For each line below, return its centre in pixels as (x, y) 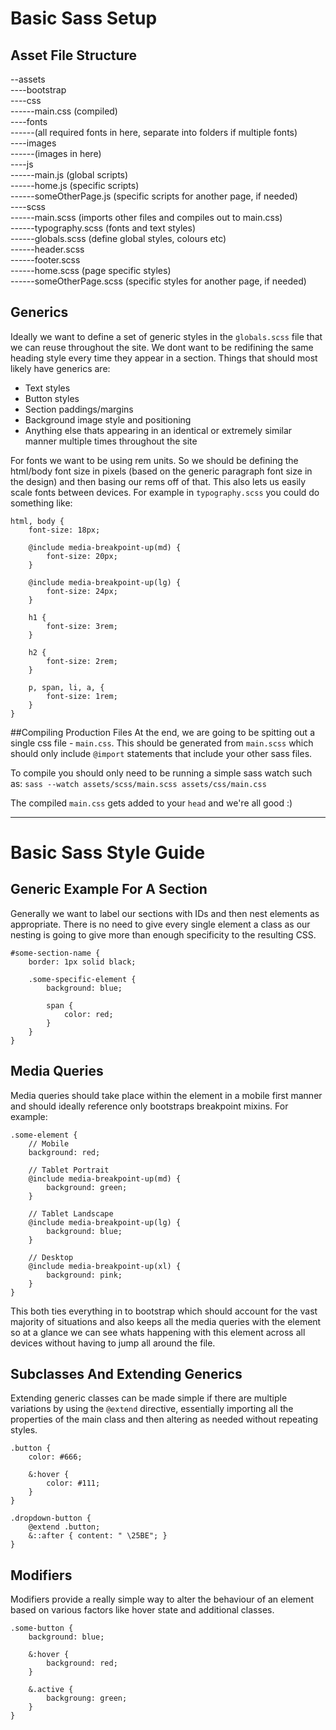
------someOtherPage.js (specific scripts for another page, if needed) (154, 196)
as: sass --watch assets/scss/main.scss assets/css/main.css (138, 783)
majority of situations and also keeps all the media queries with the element (166, 1321)
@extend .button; (64, 1527)
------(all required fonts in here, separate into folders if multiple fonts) (154, 132)
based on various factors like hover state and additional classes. (142, 1610)
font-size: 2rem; (82, 661)
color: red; (88, 1014)
